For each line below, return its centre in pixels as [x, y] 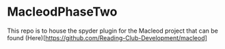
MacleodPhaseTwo [62, 12]
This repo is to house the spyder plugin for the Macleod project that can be [113, 31]
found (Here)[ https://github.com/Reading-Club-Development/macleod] [107, 37]
